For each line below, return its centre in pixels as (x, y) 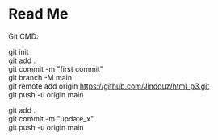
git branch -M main (40, 77)
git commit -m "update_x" (51, 118)
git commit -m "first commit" (56, 68)
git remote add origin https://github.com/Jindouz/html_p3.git (109, 86)
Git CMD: (23, 36)
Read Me (38, 14)
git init (19, 51)
